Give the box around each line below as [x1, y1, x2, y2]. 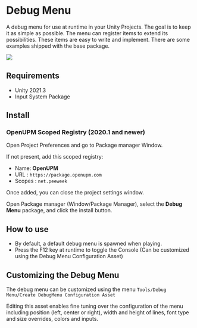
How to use [6, 224, 49, 234]
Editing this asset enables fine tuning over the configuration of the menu [6, 302, 183, 310]
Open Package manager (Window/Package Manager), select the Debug [6, 200, 183, 208]
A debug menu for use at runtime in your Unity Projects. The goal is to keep [6, 23, 192, 30]
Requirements [6, 71, 60, 81]
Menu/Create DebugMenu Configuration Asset [6, 292, 116, 298]
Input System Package [14, 93, 70, 100]
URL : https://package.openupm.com [14, 171, 102, 178]
